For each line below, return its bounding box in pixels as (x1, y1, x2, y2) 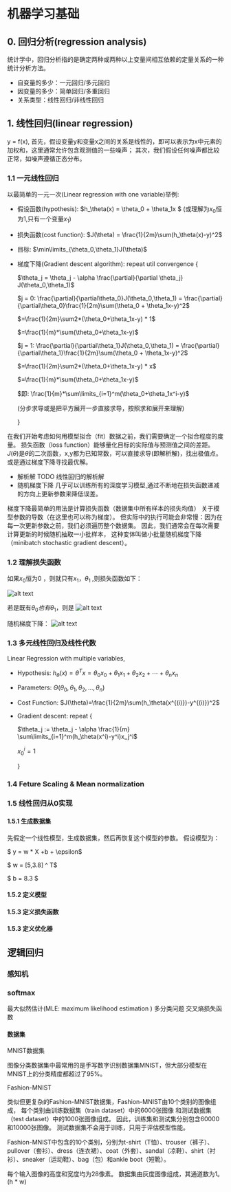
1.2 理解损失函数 (7, 558, 61, 567)
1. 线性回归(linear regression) (7, 118, 133, 129)
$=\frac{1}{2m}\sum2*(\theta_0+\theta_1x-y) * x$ (16, 362, 157, 370)
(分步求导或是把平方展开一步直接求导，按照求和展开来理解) (16, 404, 185, 412)
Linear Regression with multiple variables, (7, 654, 126, 662)
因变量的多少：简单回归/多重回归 (16, 87, 110, 95)
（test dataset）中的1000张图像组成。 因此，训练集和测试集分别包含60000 (7, 1115, 220, 1123)
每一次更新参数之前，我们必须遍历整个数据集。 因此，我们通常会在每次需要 (7, 521, 220, 529)
